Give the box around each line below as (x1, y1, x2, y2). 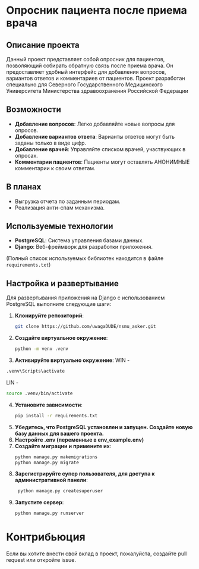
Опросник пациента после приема (6, 4, 187, 17)
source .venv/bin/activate (6, 390, 73, 396)
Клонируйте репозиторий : (14, 312, 84, 319)
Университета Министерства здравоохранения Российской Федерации (6, 87, 189, 94)
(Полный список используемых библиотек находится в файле (6, 255, 164, 262)
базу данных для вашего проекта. (14, 430, 104, 437)
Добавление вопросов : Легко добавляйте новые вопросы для (14, 120, 175, 127)
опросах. (14, 152, 39, 159)
